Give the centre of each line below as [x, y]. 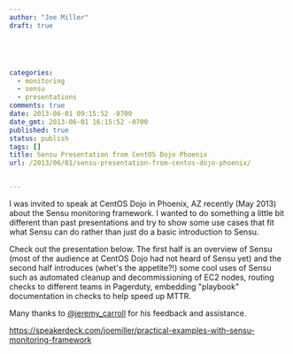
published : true [39, 130]
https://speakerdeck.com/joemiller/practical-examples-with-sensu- [132, 330]
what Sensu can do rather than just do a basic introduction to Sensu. [134, 232]
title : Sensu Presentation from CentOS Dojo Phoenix [108, 155]
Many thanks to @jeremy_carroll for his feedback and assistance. [128, 313]
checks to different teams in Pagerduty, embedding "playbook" [124, 287]
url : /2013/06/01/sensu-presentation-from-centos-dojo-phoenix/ [130, 163]
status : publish [39, 138]
